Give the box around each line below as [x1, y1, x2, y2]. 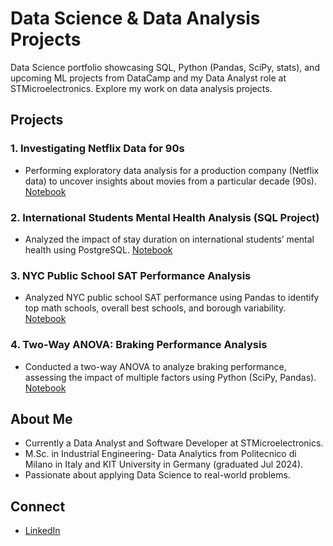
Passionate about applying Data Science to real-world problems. [24, 469, 291, 481]
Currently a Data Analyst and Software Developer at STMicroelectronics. [24, 437, 324, 449]
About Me [10, 410, 73, 427]
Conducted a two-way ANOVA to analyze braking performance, [24, 360, 287, 372]
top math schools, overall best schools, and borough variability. [24, 302, 287, 314]
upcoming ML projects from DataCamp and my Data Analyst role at [10, 72, 287, 84]
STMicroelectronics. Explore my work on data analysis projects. [10, 82, 273, 94]
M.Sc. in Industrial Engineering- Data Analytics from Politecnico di [24, 448, 297, 460]
